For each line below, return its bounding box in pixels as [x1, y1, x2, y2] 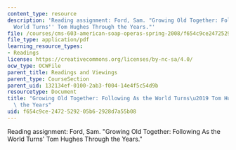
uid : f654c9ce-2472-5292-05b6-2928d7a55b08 [7, 108, 137, 115]
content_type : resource [7, 10, 77, 18]
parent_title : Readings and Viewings [7, 69, 118, 76]
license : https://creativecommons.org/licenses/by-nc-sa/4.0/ [7, 56, 193, 63]
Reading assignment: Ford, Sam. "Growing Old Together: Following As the [7, 127, 221, 135]
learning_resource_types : [7, 43, 83, 50]
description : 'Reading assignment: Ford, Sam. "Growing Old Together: [7, 17, 218, 24]
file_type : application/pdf [7, 36, 90, 43]
